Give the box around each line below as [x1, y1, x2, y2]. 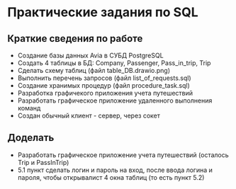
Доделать [7, 132, 55, 144]
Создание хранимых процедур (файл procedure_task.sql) [17, 81, 190, 89]
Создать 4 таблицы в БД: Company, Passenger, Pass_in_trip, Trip [17, 59, 211, 67]
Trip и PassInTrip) [17, 158, 69, 166]
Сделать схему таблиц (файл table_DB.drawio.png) [17, 67, 170, 74]
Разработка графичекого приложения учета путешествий [17, 89, 193, 97]
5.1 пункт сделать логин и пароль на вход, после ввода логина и [17, 166, 213, 174]
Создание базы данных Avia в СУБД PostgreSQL [17, 51, 164, 59]
